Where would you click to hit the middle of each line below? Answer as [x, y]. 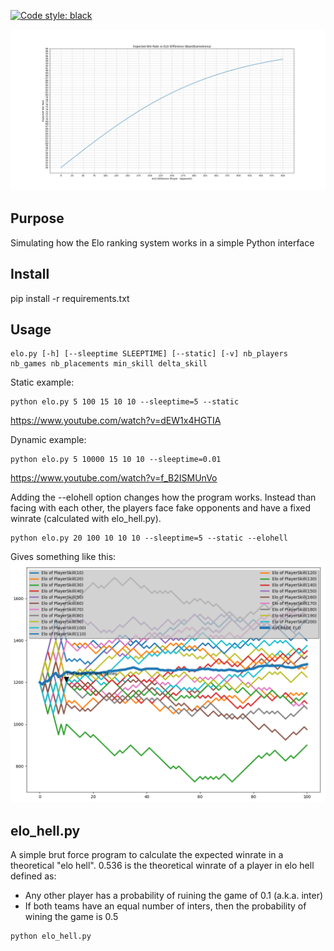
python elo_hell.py [51, 936]
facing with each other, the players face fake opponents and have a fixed [161, 508]
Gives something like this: [63, 557]
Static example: [42, 382]
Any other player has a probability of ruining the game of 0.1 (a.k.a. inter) [174, 896]
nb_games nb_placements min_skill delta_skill [109, 364]
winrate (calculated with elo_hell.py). [86, 519]
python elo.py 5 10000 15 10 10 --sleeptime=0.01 [116, 460]
